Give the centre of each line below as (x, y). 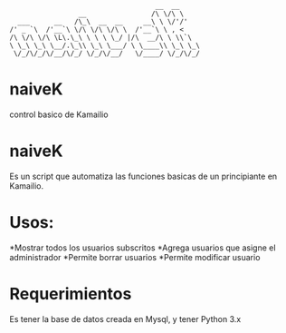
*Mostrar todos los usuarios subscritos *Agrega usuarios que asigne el (143, 248)
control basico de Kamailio (59, 114)
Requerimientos (71, 294)
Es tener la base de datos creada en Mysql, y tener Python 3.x (125, 318)
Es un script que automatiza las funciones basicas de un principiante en (143, 176)
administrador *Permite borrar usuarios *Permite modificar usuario (135, 257)
